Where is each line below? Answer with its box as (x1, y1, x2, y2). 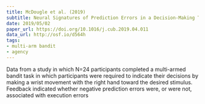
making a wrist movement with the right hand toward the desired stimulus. (6, 78, 193, 86)
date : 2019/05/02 (6, 20, 51, 26)
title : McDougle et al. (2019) (6, 9, 86, 15)
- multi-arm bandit (6, 43, 56, 50)
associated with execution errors (6, 91, 88, 98)
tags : (6, 37, 20, 43)
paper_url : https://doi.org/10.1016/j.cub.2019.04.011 (6, 26, 149, 32)
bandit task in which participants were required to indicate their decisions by (6, 72, 199, 80)
